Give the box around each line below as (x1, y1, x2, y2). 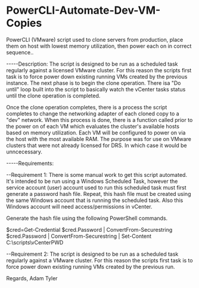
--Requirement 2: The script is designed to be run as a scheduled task (6, 250, 179, 258)
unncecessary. (6, 148, 43, 155)
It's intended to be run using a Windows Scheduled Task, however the (6, 177, 178, 185)
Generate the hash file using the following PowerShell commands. (6, 215, 168, 222)
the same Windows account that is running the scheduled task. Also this (6, 197, 184, 204)
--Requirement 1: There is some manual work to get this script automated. (6, 171, 188, 178)
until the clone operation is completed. (6, 92, 101, 99)
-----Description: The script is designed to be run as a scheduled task (6, 60, 178, 68)
